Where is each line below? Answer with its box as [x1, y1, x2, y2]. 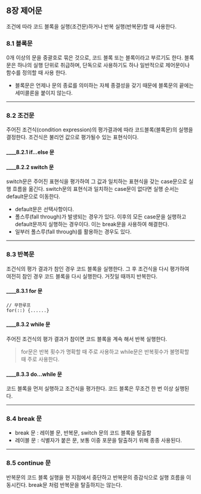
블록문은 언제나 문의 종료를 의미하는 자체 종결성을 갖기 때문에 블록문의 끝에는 [14, 82, 194, 89]
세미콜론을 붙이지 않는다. [14, 89, 73, 97]
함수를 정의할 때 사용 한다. [6, 69, 67, 76]
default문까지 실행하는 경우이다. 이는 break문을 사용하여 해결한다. [14, 221, 169, 228]
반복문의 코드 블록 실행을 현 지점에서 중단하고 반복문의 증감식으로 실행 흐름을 [6, 474, 185, 481]
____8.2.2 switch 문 [6, 163, 54, 170]
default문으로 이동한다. [6, 193, 61, 200]
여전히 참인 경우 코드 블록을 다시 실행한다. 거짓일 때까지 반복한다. [6, 273, 158, 280]
